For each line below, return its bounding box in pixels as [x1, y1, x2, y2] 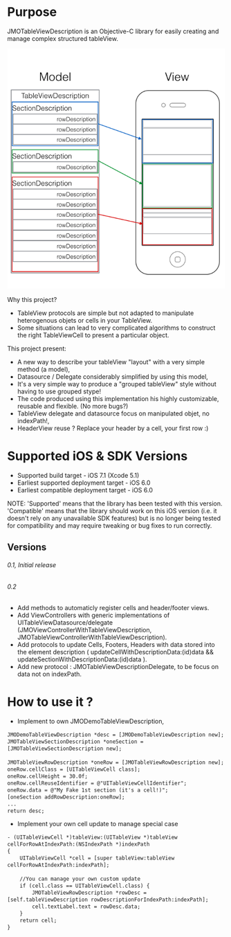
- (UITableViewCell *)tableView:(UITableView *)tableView [7, 834, 178, 841]
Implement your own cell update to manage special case [17, 820, 178, 828]
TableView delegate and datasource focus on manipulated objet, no [17, 409, 210, 418]
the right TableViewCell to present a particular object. [17, 331, 169, 339]
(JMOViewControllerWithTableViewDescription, [17, 626, 152, 634]
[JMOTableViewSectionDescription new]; [7, 745, 122, 752]
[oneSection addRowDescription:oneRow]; [7, 794, 126, 801]
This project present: [7, 344, 67, 353]
